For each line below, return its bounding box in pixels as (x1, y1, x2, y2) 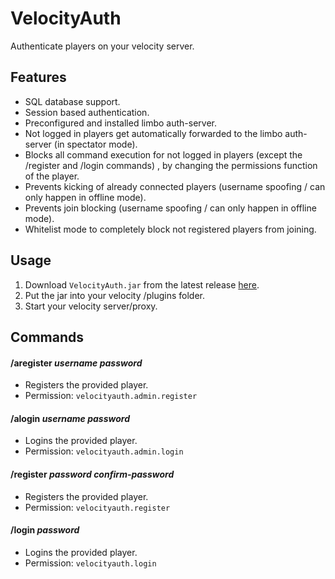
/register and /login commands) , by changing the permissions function (24, 159, 318, 171)
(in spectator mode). (53, 138, 138, 150)
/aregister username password (10, 357, 143, 369)
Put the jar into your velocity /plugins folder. (24, 289, 206, 301)
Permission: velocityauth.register (24, 501, 171, 513)
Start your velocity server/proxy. (24, 300, 158, 312)
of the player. (24, 170, 80, 182)
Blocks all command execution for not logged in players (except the (24, 148, 303, 161)
